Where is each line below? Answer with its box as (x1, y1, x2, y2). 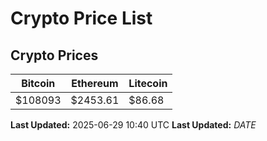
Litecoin (128, 77, 168, 90)
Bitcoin (21, 77, 56, 90)
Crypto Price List (10, 7, 153, 30)
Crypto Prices (10, 47, 99, 64)
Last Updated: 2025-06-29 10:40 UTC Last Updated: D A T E (10, 119, 257, 131)
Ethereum (71, 77, 119, 90)
